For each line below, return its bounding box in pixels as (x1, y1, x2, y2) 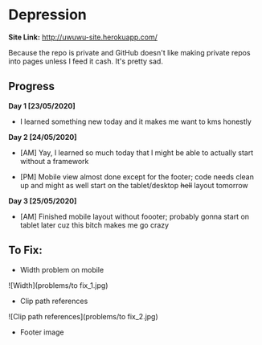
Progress (8, 80, 55, 93)
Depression (8, 6, 87, 24)
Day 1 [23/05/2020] (8, 101, 76, 110)
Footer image (19, 327, 64, 337)
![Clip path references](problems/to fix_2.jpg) (8, 311, 158, 321)
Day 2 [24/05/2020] (8, 132, 78, 142)
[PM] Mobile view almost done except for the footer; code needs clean (19, 171, 255, 182)
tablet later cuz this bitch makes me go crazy (19, 220, 170, 230)
